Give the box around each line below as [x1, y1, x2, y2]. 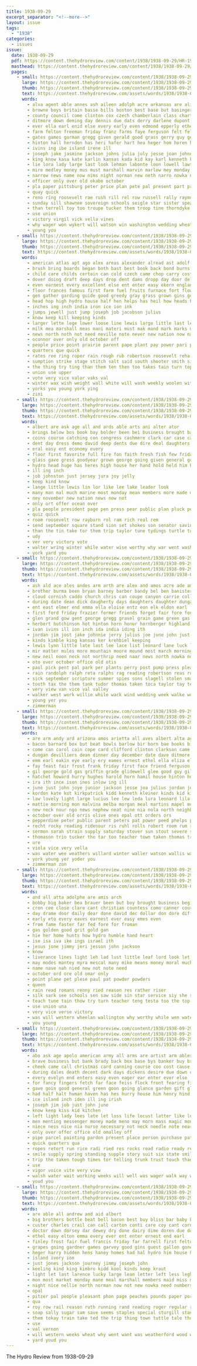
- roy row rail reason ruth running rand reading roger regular [27, 1304, 188, 1310]
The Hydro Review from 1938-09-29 [6, 1353, 94, 1360]
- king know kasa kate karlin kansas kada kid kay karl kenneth [27, 156, 188, 162]
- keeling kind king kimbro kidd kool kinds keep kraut [27, 1266, 167, 1272]
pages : [11, 69, 28, 75]
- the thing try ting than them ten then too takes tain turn [27, 364, 182, 370]
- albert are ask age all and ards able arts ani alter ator [27, 424, 180, 430]
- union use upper [27, 369, 72, 375]
